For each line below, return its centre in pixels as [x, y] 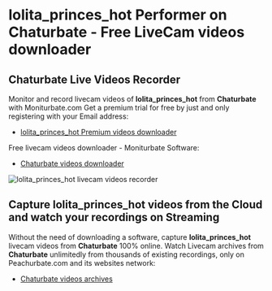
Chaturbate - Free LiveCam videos [127, 32]
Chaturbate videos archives [67, 279]
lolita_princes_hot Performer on [118, 15]
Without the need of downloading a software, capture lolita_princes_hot [130, 237]
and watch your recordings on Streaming [114, 217]
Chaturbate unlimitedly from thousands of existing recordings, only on [127, 254]
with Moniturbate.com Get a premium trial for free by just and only [119, 108]
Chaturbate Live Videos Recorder [95, 79]
